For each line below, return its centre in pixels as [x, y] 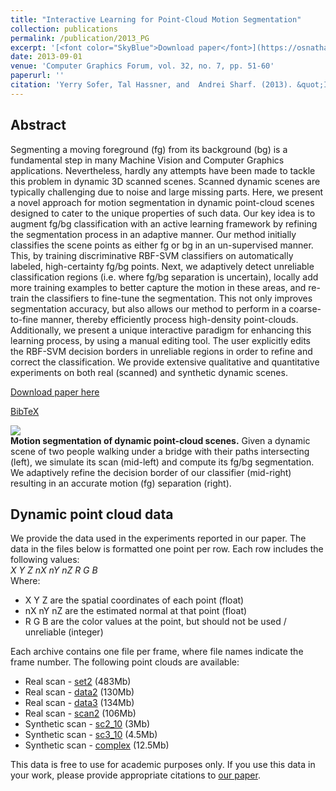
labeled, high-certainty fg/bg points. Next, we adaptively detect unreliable [162, 266]
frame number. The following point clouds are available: [125, 662]
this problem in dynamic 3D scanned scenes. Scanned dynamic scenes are [165, 181]
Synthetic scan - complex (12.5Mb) [97, 745]
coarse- [305, 308]
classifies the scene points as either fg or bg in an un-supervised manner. [162, 245]
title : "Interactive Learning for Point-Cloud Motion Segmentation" [156, 19]
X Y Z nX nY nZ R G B [54, 570]
